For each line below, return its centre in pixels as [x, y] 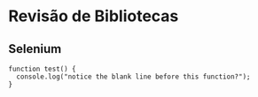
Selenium [35, 49]
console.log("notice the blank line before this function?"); [133, 77]
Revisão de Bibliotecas [94, 16]
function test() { [42, 69]
